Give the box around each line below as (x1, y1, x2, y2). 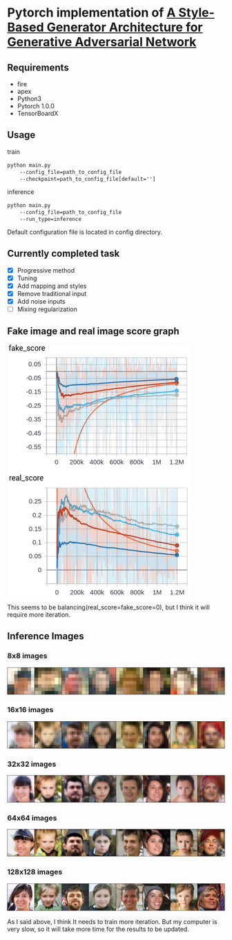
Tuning (17, 274, 37, 282)
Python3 (17, 95, 41, 103)
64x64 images (7, 813, 57, 823)
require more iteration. (7, 610, 71, 618)
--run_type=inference (19, 215, 81, 222)
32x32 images (7, 759, 57, 769)
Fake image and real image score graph (7, 326, 180, 337)
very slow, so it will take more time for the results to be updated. (7, 925, 190, 933)
